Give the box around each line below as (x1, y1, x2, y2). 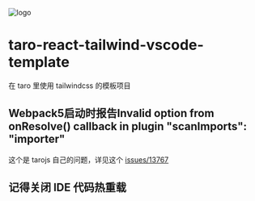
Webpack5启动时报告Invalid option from (8, 107, 215, 120)
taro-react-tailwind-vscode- (8, 36, 204, 54)
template (8, 53, 70, 72)
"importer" (8, 132, 66, 146)
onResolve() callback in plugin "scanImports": (8, 119, 247, 133)
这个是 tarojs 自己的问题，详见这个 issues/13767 (8, 154, 169, 165)
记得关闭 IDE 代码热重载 (8, 181, 127, 195)
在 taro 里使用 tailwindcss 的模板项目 (8, 81, 131, 90)
